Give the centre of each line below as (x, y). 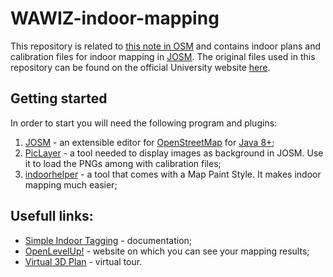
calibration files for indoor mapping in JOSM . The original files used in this (163, 56)
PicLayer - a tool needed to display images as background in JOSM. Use (174, 153)
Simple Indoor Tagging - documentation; (108, 240)
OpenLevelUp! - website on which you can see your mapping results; (167, 251)
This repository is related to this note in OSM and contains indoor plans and (166, 46)
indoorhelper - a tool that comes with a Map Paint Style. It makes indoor (173, 174)
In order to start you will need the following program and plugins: (144, 123)
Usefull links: (52, 216)
